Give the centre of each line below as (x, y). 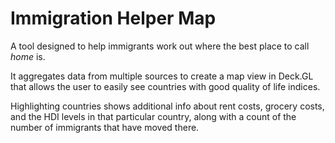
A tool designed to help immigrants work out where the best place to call (160, 46)
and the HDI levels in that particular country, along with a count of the (153, 116)
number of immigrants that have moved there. (105, 127)
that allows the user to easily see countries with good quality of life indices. (165, 86)
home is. (28, 56)
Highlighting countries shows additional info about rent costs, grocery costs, (167, 106)
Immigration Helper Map (113, 18)
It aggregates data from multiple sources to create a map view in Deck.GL (162, 76)
